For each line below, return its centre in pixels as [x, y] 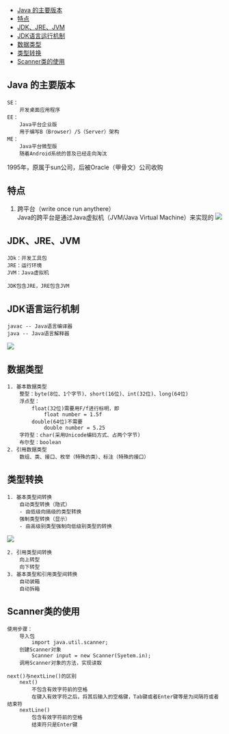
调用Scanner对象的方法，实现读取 [61, 663]
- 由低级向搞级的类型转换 [51, 512]
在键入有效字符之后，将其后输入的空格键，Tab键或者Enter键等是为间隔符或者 [125, 697]
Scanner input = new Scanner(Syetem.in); [92, 656]
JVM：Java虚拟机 [28, 273]
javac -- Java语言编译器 [40, 327]
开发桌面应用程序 [40, 110]
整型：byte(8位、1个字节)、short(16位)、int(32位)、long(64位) [104, 394]
